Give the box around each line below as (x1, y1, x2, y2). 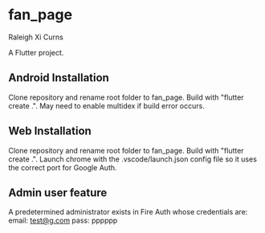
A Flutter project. (8, 47, 64, 57)
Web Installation (8, 125, 92, 138)
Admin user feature (8, 186, 108, 199)
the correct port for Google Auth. (8, 162, 118, 172)
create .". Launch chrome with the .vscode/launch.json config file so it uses (8, 154, 257, 164)
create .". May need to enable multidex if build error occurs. (8, 100, 205, 110)
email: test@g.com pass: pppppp (8, 215, 118, 226)
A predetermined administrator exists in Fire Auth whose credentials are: (8, 207, 248, 217)
